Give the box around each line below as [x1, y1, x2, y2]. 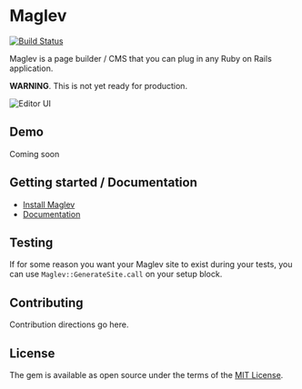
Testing [9, 234, 54, 250]
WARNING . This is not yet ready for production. [9, 80, 188, 91]
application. [9, 63, 54, 74]
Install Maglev [22, 199, 75, 210]
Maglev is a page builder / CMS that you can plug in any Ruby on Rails [9, 53, 273, 64]
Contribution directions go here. [9, 319, 129, 330]
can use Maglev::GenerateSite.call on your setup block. [9, 269, 223, 280]
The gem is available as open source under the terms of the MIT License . [9, 370, 284, 380]
